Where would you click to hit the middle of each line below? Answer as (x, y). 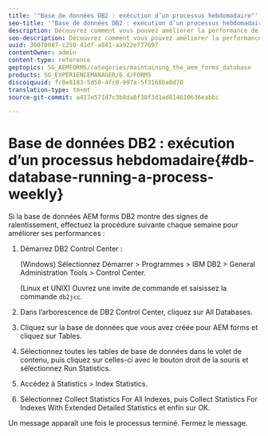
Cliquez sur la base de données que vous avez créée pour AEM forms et (139, 328)
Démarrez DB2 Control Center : (71, 249)
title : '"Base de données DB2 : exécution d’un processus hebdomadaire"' (134, 16)
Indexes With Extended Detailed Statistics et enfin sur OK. (115, 408)
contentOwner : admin (43, 53)
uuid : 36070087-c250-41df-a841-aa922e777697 (83, 45)
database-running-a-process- (111, 177)
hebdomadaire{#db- (185, 161)
